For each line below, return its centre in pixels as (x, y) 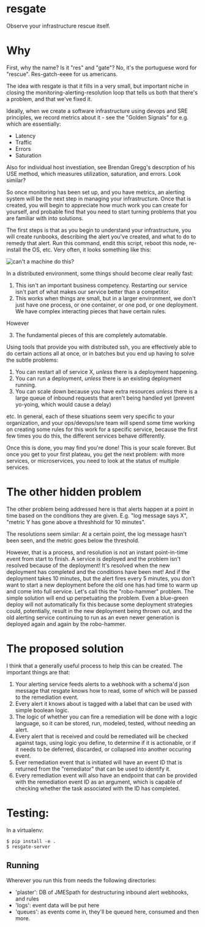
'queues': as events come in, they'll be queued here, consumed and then (107, 912)
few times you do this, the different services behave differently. (86, 436)
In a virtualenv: (25, 830)
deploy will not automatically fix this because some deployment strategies (99, 604)
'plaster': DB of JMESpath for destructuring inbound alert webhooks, (102, 892)
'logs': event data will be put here (57, 905)
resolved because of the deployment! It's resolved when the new (88, 565)
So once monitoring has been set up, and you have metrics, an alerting (95, 192)
